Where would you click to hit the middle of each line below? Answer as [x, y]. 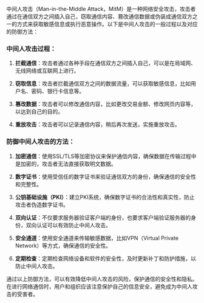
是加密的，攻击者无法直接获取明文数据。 [66, 164]
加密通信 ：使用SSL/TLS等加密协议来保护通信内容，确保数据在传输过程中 [106, 156]
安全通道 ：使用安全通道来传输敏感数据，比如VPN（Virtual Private [97, 238]
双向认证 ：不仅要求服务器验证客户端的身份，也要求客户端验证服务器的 [103, 218]
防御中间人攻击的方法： [40, 142]
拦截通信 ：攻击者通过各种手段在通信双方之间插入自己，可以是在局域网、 [105, 63]
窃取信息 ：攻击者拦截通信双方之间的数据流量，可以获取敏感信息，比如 [103, 84]
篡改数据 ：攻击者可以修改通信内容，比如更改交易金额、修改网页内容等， [105, 104]
